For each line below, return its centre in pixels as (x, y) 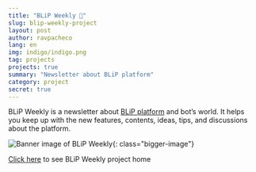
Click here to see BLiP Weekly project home (80, 159)
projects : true (33, 67)
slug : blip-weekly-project (53, 23)
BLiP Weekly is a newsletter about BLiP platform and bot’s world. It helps (126, 112)
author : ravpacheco (40, 38)
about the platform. (40, 128)
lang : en (23, 45)
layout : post (30, 30)
